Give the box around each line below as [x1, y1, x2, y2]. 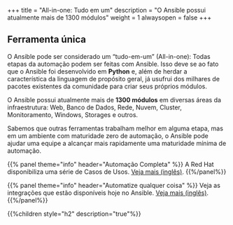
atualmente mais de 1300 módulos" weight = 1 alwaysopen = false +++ [7, 13, 212, 22]
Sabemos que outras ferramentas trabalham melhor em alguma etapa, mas [7, 124, 224, 132]
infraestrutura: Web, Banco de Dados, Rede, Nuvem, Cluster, [7, 103, 182, 111]
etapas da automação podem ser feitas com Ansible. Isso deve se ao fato [7, 60, 219, 68]
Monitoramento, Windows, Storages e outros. [7, 110, 139, 118]
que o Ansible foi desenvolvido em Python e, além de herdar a [7, 67, 188, 76]
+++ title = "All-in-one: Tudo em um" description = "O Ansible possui [7, 6, 206, 14]
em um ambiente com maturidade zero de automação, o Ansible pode [7, 131, 209, 139]
